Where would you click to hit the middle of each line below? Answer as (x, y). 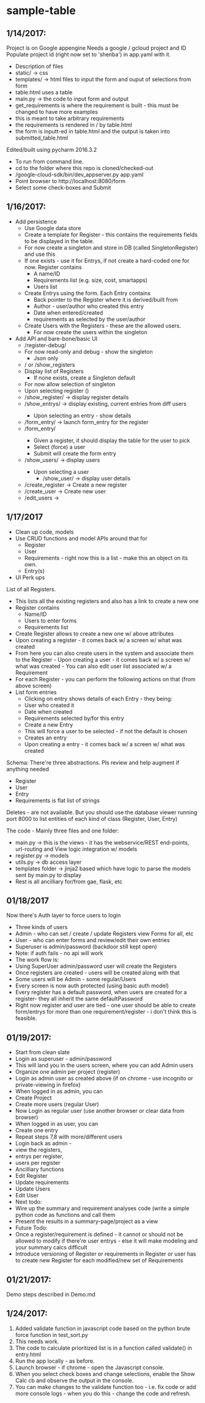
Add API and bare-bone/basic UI (56, 339)
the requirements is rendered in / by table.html (74, 125)
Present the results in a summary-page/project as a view (87, 1221)
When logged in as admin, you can (59, 1091)
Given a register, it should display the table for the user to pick (112, 440)
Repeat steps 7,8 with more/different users (69, 1137)
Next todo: (28, 1202)
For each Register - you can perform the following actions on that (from (105, 679)
